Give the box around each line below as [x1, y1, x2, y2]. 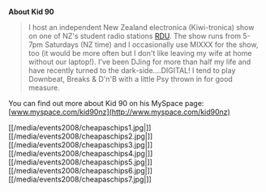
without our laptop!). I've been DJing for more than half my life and [28, 57, 251, 66]
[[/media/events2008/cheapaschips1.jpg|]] [8, 123, 152, 132]
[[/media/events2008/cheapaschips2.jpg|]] [8, 131, 153, 141]
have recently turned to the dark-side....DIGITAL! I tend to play [28, 66, 236, 75]
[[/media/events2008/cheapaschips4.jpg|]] [8, 149, 153, 158]
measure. [28, 83, 61, 92]
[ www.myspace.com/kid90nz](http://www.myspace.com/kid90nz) [8, 107, 231, 117]
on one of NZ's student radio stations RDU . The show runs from [28, 32, 242, 41]
